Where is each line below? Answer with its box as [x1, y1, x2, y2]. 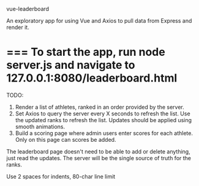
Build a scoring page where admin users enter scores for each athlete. [15, 129, 193, 137]
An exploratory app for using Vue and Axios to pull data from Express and [6, 17, 192, 24]
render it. [6, 24, 29, 31]
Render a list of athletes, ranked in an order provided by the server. [15, 103, 185, 110]
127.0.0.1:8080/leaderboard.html [6, 71, 178, 85]
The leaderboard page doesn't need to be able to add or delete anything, [6, 147, 191, 155]
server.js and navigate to [6, 58, 136, 72]
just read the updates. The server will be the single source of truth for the [6, 154, 192, 161]
